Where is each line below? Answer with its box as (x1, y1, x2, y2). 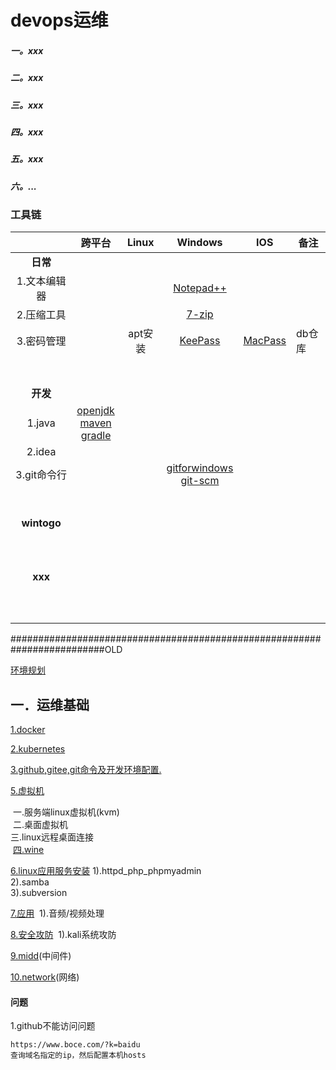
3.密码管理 (16, 334, 67, 348)
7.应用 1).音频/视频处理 (10, 907, 105, 920)
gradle (80, 429, 112, 443)
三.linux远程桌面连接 (10, 831, 95, 843)
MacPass (243, 334, 287, 348)
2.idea (26, 445, 57, 459)
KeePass (179, 334, 221, 348)
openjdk (76, 404, 115, 418)
